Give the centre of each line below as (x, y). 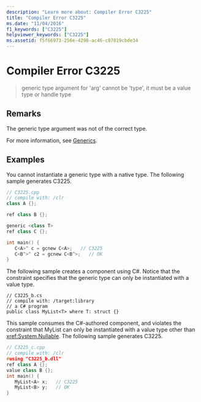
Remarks (24, 114)
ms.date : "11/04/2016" (35, 23)
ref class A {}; (27, 365)
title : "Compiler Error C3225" (46, 18)
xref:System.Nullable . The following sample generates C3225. (85, 336)
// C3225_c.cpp (26, 347)
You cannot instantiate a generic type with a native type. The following (95, 174)
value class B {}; (30, 370)
